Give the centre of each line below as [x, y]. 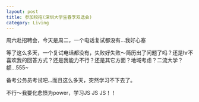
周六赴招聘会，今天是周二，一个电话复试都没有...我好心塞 [76, 40]
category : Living [28, 23]
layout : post [22, 12]
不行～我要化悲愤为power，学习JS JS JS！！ [61, 93]
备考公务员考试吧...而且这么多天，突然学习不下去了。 [71, 80]
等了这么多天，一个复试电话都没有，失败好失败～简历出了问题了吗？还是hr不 [100, 53]
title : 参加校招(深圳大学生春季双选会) [49, 17]
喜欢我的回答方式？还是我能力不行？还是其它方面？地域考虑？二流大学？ [94, 60]
